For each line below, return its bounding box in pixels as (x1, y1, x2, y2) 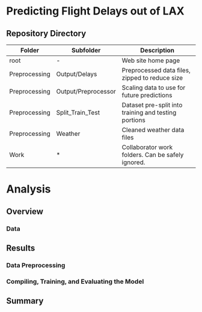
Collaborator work (121, 143, 173, 151)
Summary (6, 296, 44, 306)
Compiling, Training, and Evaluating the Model (6, 277, 144, 285)
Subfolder (71, 46, 101, 54)
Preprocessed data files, (121, 66, 191, 74)
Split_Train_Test (56, 109, 100, 116)
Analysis (6, 182, 51, 196)
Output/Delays (56, 70, 97, 78)
